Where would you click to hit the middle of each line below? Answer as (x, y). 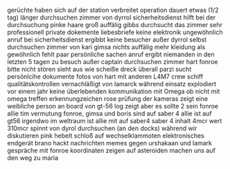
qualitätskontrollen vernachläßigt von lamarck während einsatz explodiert (112, 84)
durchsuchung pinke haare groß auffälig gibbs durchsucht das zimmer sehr (115, 25)
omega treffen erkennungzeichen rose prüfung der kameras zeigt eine (108, 99)
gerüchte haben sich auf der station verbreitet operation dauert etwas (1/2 (113, 10)
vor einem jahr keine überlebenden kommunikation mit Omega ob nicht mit (114, 91)
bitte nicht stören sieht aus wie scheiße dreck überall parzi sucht (99, 69)
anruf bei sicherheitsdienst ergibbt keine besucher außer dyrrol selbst (107, 40)
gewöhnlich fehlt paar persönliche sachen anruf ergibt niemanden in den (111, 54)
